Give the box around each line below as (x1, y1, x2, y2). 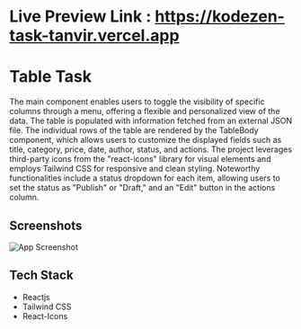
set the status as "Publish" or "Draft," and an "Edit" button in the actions (9, 182, 276, 193)
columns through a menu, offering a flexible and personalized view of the (9, 106, 280, 117)
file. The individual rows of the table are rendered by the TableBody (9, 125, 259, 136)
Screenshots (9, 218, 83, 233)
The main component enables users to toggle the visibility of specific (9, 96, 265, 107)
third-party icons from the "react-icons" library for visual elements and (9, 154, 271, 164)
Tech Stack (9, 268, 74, 283)
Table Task (9, 67, 93, 87)
